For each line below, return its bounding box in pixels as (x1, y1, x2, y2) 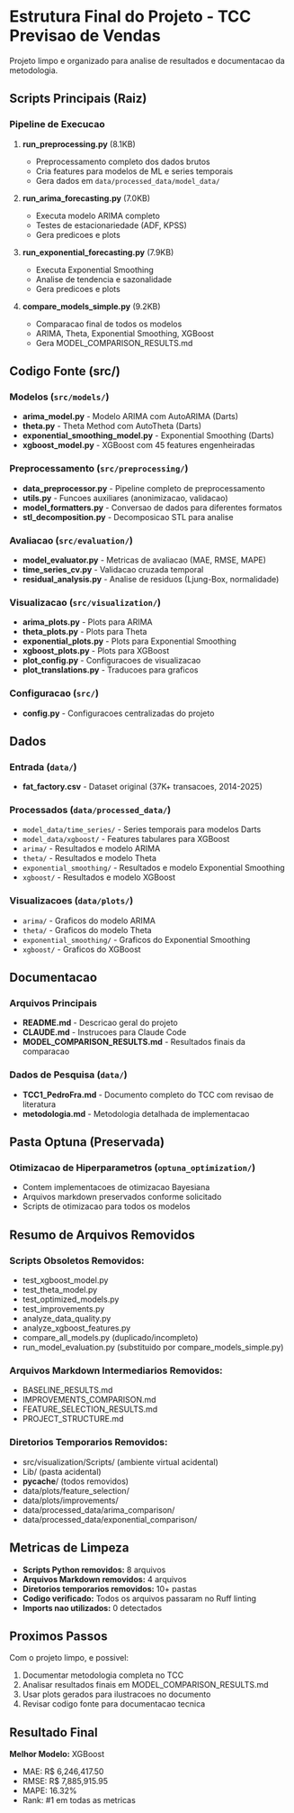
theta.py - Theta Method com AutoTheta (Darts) (22, 421, 202, 432)
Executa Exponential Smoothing (35, 264, 155, 275)
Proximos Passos (9, 1628, 108, 1644)
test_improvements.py (22, 1304, 105, 1314)
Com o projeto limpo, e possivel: (9, 1653, 129, 1663)
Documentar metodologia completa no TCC (22, 1670, 184, 1680)
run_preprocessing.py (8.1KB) (22, 138, 137, 150)
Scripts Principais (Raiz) (9, 91, 147, 106)
